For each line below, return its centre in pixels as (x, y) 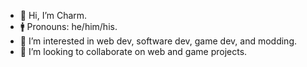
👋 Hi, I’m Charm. (53, 15)
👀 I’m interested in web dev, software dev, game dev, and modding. (158, 41)
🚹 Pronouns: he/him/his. (68, 26)
